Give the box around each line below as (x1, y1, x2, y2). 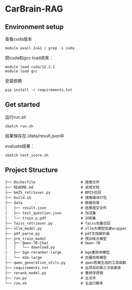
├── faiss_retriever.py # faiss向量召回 (5, 221, 111, 226)
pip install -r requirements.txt (5, 88, 73, 92)
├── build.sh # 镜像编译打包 (5, 195, 107, 200)
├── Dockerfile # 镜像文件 (5, 180, 100, 184)
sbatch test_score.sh (5, 153, 49, 158)
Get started (5, 101, 40, 109)
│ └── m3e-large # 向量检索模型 (5, 255, 107, 260)
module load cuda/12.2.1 (5, 64, 55, 69)
